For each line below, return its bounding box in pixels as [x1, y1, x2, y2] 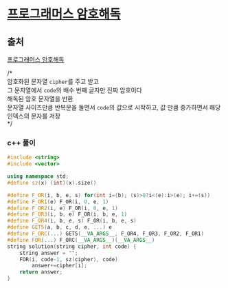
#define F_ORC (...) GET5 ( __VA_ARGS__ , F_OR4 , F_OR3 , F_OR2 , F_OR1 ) [7, 230, 205, 238]
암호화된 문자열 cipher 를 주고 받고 [7, 77, 100, 85]
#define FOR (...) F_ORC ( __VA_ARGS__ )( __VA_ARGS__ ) [7, 236, 155, 243]
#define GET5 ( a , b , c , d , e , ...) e [7, 224, 112, 231]
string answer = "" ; [19, 249, 78, 256]
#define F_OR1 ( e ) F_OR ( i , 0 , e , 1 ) [7, 198, 109, 205]
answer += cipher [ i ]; [32, 263, 88, 269]
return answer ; [19, 269, 63, 276]
